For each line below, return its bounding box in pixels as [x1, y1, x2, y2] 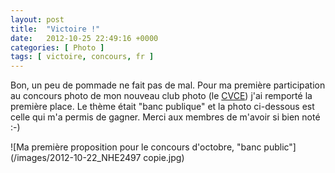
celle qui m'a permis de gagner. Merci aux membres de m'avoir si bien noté [10, 111, 321, 123]
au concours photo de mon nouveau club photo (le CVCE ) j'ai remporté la [10, 90, 313, 102]
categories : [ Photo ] [10, 42, 105, 53]
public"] [263, 141, 297, 153]
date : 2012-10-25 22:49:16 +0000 [10, 33, 159, 43]
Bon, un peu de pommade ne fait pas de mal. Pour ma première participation [10, 79, 326, 91]
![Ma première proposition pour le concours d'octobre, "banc [10, 141, 262, 153]
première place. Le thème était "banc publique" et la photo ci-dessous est [10, 101, 315, 113]
